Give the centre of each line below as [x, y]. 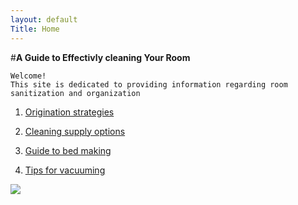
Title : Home [35, 29]
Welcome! [28, 76]
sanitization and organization [75, 93]
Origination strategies [69, 112]
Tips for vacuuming [65, 170]
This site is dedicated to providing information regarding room [149, 84]
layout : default [44, 19]
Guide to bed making [68, 150]
